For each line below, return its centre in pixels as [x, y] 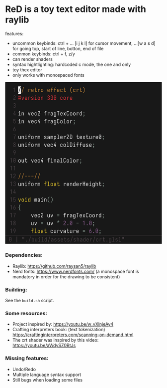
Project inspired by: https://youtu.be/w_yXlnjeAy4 [63, 324]
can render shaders [33, 59]
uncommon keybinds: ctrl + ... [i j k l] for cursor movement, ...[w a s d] [84, 43]
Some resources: [26, 313]
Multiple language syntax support [47, 375]
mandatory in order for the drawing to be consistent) [66, 277]
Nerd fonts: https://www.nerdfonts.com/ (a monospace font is [76, 271]
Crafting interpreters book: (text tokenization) [59, 330]
